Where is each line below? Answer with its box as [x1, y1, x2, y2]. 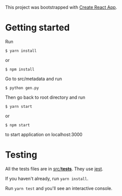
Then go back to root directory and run [5, 94, 85, 100]
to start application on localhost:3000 [5, 131, 82, 138]
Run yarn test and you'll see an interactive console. [5, 185, 112, 191]
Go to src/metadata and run [5, 76, 62, 82]
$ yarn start [5, 104, 32, 109]
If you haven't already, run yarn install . [5, 175, 88, 181]
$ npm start [5, 122, 30, 127]
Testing [5, 149, 37, 161]
